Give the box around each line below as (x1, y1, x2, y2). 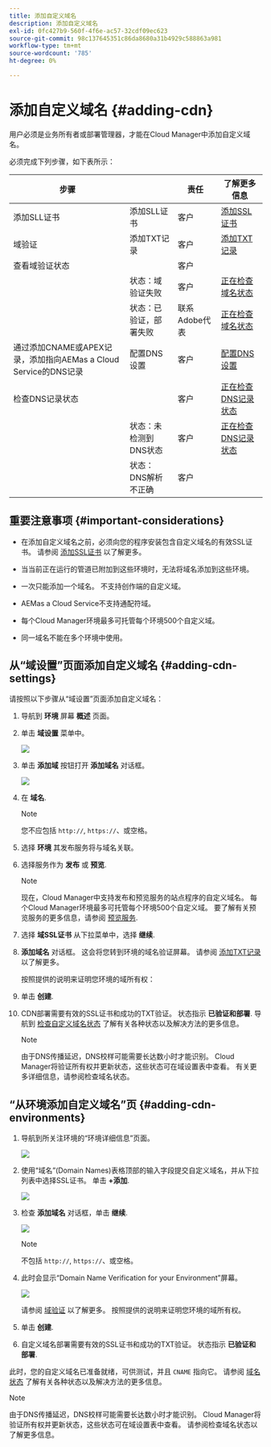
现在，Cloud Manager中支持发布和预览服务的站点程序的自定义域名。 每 (20, 893, 258, 902)
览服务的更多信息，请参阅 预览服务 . (20, 913, 138, 922)
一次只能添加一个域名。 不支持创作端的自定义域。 (20, 581, 186, 591)
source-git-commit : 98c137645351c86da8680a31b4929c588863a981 (9, 34, 222, 43)
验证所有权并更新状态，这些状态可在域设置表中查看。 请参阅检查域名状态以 (9, 1420, 258, 1429)
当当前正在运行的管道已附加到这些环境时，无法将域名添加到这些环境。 (20, 564, 254, 574)
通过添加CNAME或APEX (13, 341, 105, 353)
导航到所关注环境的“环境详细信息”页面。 (20, 1133, 155, 1143)
